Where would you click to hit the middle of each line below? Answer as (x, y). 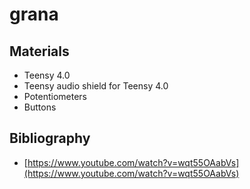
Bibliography (50, 138)
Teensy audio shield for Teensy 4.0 (96, 86)
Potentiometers (55, 96)
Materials (39, 51)
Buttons (40, 107)
